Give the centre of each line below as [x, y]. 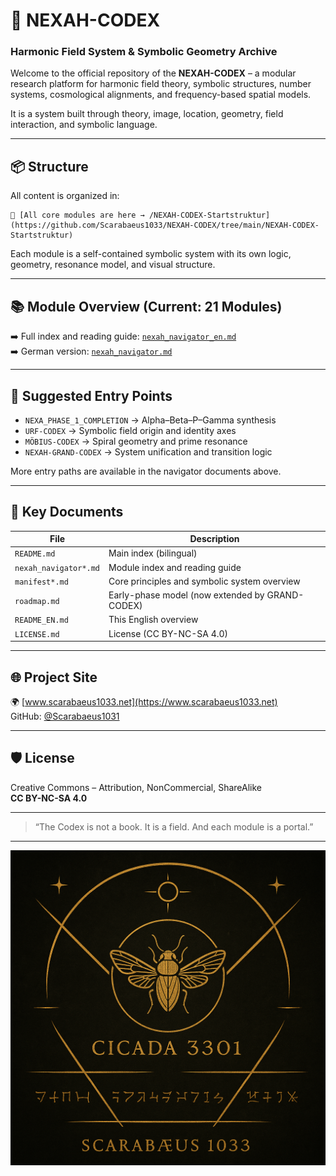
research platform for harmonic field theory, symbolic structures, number [161, 84]
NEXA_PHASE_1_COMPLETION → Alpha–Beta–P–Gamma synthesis [150, 420]
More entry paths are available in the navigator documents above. [146, 471]
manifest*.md [41, 582]
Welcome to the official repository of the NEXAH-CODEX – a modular [153, 73]
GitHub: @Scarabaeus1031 [65, 716]
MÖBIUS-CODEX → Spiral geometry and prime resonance [136, 441]
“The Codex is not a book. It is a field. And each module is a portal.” [174, 826]
